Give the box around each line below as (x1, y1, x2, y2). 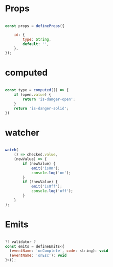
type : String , (23, 37, 51, 42)
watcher (5, 127, 40, 138)
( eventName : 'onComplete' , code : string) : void (9, 248, 109, 253)
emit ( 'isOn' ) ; (31, 165, 60, 171)
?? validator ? (5, 239, 36, 244)
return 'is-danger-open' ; (23, 97, 76, 102)
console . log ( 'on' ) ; (31, 170, 71, 175)
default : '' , (23, 41, 49, 47)
